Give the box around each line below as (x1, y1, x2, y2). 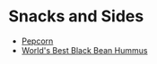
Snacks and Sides (8, 6, 144, 27)
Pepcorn (21, 36, 54, 46)
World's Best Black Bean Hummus (21, 44, 148, 55)
